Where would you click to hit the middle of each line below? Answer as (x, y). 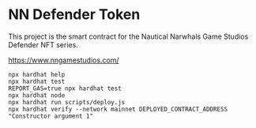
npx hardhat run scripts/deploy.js (67, 102)
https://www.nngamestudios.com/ (64, 60)
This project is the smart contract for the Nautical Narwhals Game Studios (128, 36)
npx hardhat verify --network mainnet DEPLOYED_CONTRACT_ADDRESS (118, 109)
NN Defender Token (74, 15)
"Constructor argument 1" (51, 116)
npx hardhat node (37, 95)
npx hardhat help (37, 74)
